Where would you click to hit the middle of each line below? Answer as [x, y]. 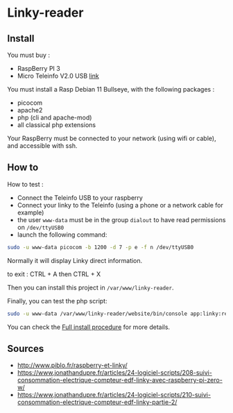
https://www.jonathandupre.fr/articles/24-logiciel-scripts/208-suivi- [115, 373]
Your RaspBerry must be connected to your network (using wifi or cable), [112, 138]
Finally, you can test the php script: [57, 301]
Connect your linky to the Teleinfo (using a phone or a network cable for [120, 205]
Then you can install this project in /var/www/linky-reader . [91, 287]
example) [31, 212]
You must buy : [29, 55]
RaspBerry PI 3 [38, 68]
